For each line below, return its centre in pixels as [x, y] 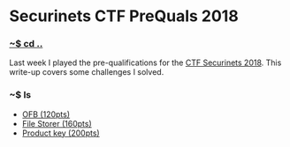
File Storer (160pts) [57, 123]
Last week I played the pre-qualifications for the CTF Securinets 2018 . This [145, 62]
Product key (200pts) [61, 133]
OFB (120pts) [46, 114]
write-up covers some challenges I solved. [87, 72]
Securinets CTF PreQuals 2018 [124, 16]
